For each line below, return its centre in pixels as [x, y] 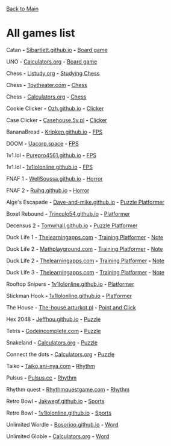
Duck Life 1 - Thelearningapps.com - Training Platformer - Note [85, 237]
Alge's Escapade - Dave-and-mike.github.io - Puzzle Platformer [85, 202]
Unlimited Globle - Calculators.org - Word [58, 436]
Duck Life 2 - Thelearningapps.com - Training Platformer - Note [85, 260]
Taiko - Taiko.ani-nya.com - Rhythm [51, 366]
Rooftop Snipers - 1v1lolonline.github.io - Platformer [70, 284]
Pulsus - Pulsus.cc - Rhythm [42, 378]
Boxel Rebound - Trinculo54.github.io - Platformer [68, 213]
